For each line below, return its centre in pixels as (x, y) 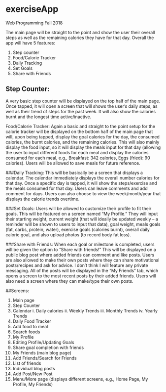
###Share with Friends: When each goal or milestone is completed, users (80, 244)
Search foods (26, 332)
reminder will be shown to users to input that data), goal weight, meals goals (83, 224)
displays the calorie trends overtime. (43, 199)
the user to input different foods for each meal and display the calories (77, 152)
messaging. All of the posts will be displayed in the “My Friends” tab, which (82, 270)
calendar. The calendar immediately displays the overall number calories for (83, 178)
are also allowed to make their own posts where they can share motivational (83, 260)
